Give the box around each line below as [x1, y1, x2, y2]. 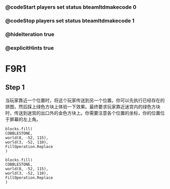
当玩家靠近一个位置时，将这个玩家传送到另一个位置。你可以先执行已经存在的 [5, 97, 165, 103]
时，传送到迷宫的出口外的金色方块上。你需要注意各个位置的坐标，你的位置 [5, 110, 160, 116]
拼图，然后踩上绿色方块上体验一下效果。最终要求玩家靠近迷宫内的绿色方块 [5, 103, 160, 109]
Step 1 [5, 83, 25, 92]
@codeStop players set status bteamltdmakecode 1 [5, 17, 135, 24]
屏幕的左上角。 [9, 116, 41, 122]
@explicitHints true [5, 44, 54, 51]
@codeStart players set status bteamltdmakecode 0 [5, 4, 137, 11]
